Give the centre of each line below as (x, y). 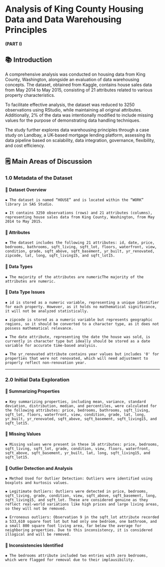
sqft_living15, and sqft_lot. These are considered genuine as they (77, 500)
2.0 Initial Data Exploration (37, 379)
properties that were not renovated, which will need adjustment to (77, 358)
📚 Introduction (29, 60)
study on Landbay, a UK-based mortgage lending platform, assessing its (78, 135)
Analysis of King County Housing (74, 9)
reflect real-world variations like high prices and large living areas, (82, 505)
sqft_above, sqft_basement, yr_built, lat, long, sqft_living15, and (78, 453)
